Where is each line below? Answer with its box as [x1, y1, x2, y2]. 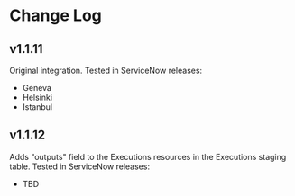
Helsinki [22, 92, 52, 102]
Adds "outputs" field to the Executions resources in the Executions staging [9, 151, 287, 162]
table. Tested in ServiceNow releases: [9, 161, 151, 172]
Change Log [9, 5, 102, 26]
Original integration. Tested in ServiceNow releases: [9, 65, 203, 76]
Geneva [22, 83, 52, 93]
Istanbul [22, 102, 52, 112]
